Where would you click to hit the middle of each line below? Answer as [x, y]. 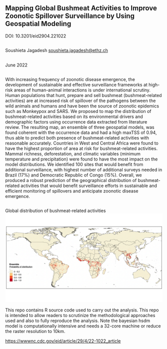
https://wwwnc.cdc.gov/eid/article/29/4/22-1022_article [63, 341]
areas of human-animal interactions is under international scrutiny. [82, 90]
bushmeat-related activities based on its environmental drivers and [74, 116]
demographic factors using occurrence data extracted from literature [76, 121]
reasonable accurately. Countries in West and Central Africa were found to [82, 143]
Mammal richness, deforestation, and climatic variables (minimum [73, 153]
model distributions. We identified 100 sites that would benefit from [74, 164]
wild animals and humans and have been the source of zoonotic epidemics [82, 106]
